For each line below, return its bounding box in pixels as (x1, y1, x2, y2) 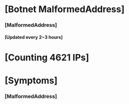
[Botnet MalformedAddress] (5, 4, 125, 15)
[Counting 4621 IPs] (5, 51, 89, 63)
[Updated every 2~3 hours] (5, 34, 63, 40)
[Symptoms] (5, 75, 58, 86)
